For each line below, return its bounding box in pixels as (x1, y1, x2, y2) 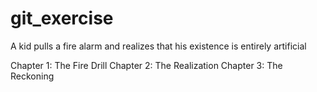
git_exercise (10, 7, 114, 30)
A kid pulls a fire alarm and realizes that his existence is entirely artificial (10, 40, 307, 52)
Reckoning (10, 70, 55, 82)
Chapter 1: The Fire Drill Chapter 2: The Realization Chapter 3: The (10, 59, 283, 71)
